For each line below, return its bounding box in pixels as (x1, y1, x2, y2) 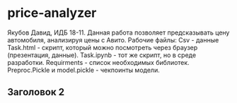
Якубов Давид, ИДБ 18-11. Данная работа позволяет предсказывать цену (7, 28, 230, 37)
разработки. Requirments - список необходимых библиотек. (7, 58, 190, 66)
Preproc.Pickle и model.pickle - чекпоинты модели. (7, 66, 161, 74)
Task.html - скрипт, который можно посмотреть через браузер (7, 43, 198, 51)
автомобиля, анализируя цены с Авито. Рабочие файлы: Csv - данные (7, 35, 219, 44)
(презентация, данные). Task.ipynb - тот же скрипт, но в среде (7, 51, 197, 59)
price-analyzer (7, 5, 97, 21)
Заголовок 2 (7, 86, 65, 98)
